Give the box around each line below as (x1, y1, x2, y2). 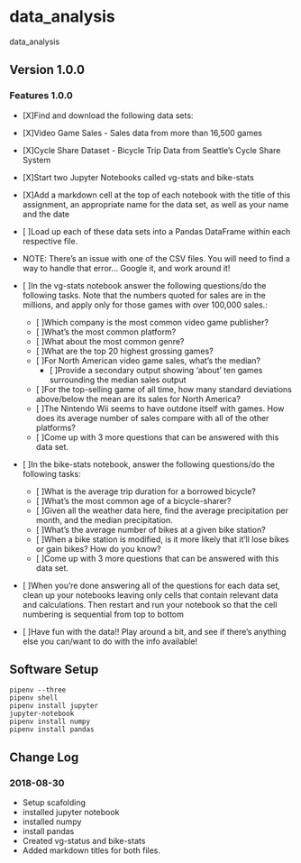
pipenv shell (9, 693, 59, 702)
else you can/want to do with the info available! (22, 636, 198, 647)
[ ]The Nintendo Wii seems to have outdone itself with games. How (35, 403, 285, 414)
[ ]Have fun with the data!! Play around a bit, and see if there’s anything (22, 626, 287, 637)
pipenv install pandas (9, 725, 95, 734)
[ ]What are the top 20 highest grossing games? (35, 345, 214, 356)
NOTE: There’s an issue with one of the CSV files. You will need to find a (22, 252, 290, 263)
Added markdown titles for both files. (22, 845, 160, 856)
